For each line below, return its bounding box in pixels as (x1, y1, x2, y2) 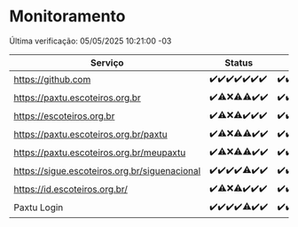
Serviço (90, 56, 124, 68)
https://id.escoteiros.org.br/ (13, 184, 129, 196)
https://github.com (13, 74, 91, 86)
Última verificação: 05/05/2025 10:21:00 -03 (9, 35, 172, 46)
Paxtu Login (13, 201, 64, 214)
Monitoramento (9, 6, 126, 27)
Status (224, 56, 254, 68)
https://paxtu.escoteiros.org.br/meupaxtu (13, 146, 186, 159)
